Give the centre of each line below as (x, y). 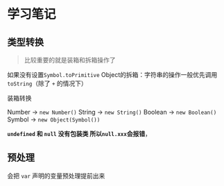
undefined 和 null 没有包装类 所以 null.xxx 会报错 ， (79, 134)
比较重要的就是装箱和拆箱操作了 (70, 60)
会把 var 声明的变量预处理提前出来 (56, 176)
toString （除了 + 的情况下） (48, 83)
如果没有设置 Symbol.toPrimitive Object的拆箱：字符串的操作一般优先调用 (112, 75)
